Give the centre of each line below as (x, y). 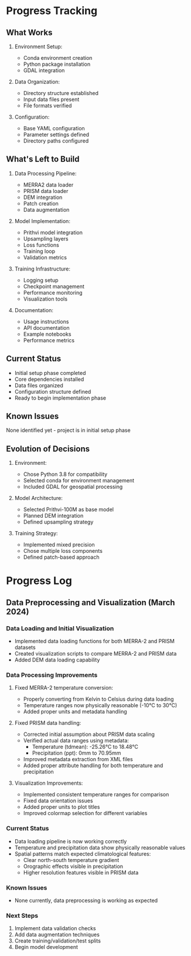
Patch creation (41, 203)
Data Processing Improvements (52, 675)
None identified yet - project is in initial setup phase (68, 430)
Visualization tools (45, 299)
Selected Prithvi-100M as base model (69, 509)
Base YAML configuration (54, 128)
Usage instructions (46, 322)
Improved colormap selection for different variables (85, 813)
